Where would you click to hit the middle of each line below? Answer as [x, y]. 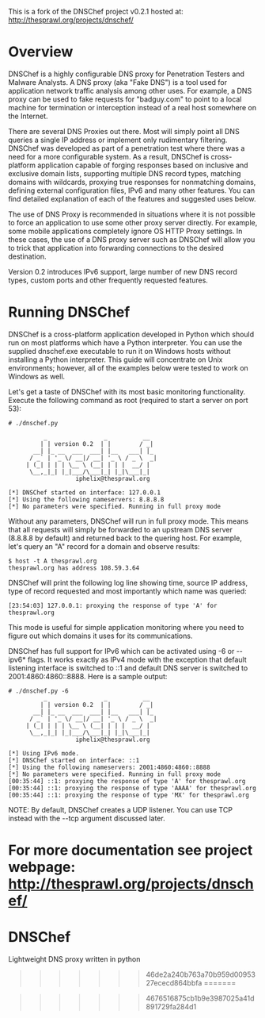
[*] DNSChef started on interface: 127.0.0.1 [84, 492]
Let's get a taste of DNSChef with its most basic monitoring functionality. [127, 391]
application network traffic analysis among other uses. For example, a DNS [130, 90]
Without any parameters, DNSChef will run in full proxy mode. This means [129, 521]
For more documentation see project [131, 850]
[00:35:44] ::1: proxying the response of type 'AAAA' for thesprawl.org [132, 788]
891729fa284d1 [171, 1006]
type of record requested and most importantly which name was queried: [127, 591]
